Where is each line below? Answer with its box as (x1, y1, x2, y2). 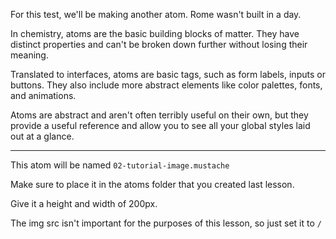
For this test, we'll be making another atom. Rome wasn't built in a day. (10, 9, 302, 20)
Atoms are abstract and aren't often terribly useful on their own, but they (10, 109, 309, 121)
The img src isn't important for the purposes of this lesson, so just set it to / (10, 217, 322, 229)
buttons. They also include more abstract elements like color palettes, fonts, (10, 79, 323, 91)
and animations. (10, 90, 77, 101)
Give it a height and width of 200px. (10, 198, 158, 209)
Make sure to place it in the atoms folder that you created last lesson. (10, 179, 295, 190)
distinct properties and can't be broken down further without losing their (10, 39, 308, 50)
